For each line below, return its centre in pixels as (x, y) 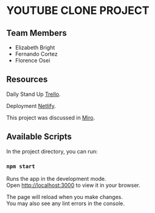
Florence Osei (33, 60)
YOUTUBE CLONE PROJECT (78, 11)
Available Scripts (39, 137)
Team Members (36, 33)
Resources (27, 79)
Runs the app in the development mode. (56, 178)
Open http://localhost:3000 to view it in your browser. (74, 185)
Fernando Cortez (36, 54)
